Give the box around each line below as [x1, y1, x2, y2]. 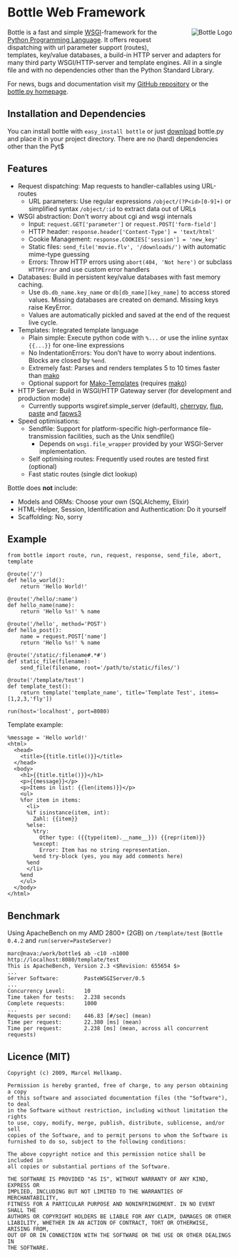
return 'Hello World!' [20, 583, 88, 591]
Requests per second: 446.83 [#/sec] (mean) [7, 1012, 152, 1020]
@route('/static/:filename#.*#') [7, 652, 107, 659]
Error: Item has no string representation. [39, 847, 171, 854]
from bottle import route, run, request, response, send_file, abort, [7, 552, 222, 559]
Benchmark [7, 910, 61, 922]
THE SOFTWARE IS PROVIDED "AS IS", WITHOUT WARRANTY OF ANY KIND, [7, 1176, 209, 1183]
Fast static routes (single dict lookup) [28, 469, 138, 478]
